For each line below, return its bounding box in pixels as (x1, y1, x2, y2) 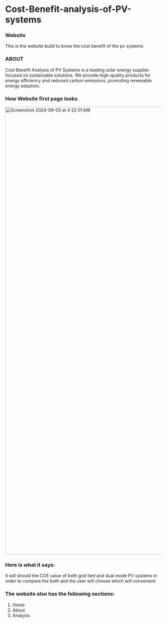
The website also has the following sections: (5, 591, 115, 598)
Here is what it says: (5, 561, 55, 568)
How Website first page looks (5, 95, 78, 102)
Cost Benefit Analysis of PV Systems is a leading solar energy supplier (5, 67, 150, 73)
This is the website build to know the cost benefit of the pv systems (5, 43, 144, 49)
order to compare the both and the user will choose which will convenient (5, 578, 156, 584)
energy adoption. (5, 83, 41, 89)
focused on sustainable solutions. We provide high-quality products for (5, 72, 151, 78)
